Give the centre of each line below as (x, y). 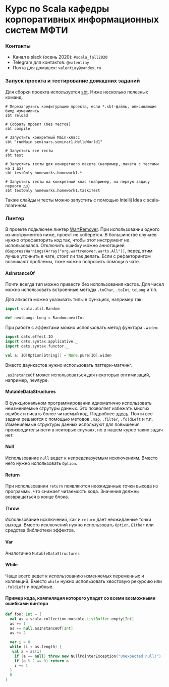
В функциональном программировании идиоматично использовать (79, 403)
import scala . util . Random (32, 309)
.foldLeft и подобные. (30, 586)
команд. (14, 97)
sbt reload (17, 115)
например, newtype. (27, 380)
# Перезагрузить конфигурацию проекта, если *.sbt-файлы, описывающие (81, 107)
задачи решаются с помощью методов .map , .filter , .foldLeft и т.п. (79, 419)
